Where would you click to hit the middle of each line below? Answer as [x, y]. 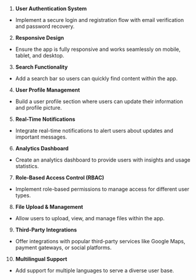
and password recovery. [45, 26]
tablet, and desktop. [40, 55]
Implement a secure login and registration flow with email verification [99, 20]
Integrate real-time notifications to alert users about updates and [94, 131]
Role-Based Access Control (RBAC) [60, 178]
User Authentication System [51, 9]
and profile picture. [38, 108]
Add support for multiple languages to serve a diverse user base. [94, 271]
